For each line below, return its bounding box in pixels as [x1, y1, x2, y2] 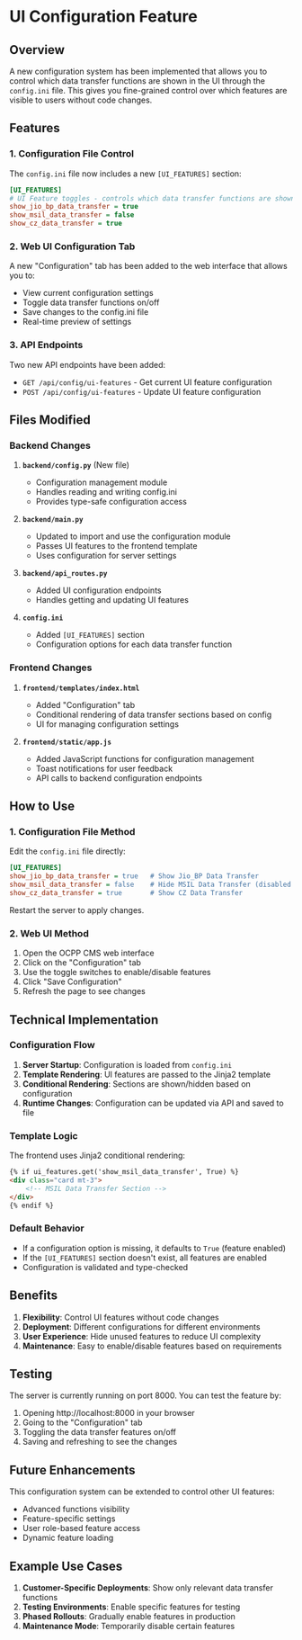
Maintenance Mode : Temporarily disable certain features [22, 1621, 235, 1632]
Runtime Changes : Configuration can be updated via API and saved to [22, 1098, 285, 1108]
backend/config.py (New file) [22, 460, 130, 470]
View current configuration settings [22, 288, 155, 299]
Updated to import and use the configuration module [35, 531, 231, 542]
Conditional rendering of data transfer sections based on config [35, 709, 272, 720]
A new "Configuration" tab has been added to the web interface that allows [9, 261, 288, 272]
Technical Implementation [9, 1012, 159, 1027]
